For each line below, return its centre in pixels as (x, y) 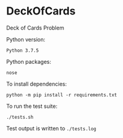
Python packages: (29, 61)
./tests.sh (20, 117)
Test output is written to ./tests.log (51, 128)
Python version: (26, 39)
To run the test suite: (32, 106)
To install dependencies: (37, 84)
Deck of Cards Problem (35, 28)
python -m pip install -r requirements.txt (62, 95)
